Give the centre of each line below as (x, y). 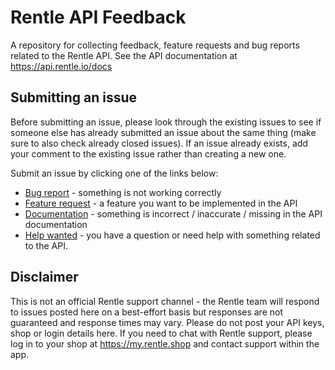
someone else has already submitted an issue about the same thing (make (163, 132)
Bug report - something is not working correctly (123, 192)
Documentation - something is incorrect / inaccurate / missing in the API (173, 213)
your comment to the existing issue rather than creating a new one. (148, 153)
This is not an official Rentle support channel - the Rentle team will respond (165, 301)
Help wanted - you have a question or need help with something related (172, 235)
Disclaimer (44, 277)
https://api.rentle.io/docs (61, 66)
